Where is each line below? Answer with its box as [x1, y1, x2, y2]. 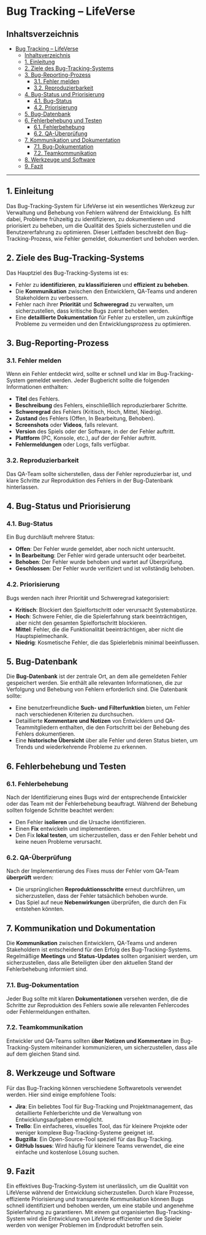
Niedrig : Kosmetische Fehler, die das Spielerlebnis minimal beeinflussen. [15, 639, 200, 646]
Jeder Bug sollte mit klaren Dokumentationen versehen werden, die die [6, 995, 188, 1002]
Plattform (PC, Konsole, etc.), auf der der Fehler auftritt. [15, 434, 157, 442]
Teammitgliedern [15, 723, 58, 731]
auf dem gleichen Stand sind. [6, 1050, 81, 1058]
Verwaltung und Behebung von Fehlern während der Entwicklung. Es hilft [6, 209, 191, 216]
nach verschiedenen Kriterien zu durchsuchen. [15, 711, 134, 718]
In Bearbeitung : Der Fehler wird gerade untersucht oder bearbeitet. [15, 551, 186, 559]
